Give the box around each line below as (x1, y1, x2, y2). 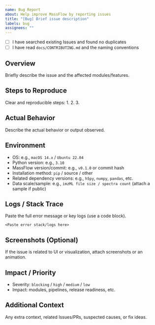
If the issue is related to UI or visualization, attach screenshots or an (5, 249, 143, 255)
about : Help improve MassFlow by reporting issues (5, 12, 111, 17)
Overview (5, 59, 36, 67)
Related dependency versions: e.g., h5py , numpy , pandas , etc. (12, 175, 133, 181)
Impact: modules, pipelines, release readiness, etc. (12, 287, 116, 292)
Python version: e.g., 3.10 (12, 160, 65, 165)
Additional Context (5, 301, 64, 309)
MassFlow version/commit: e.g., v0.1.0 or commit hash (12, 164, 124, 170)
